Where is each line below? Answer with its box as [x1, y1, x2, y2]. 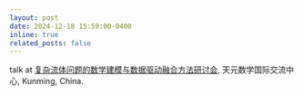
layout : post [9, 13, 59, 23]
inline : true [9, 30, 59, 39]
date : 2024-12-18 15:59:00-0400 [9, 22, 132, 31]
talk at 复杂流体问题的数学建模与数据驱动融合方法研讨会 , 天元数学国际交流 [9, 64, 287, 75]
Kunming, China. [21, 76, 84, 87]
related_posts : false [9, 38, 92, 48]
